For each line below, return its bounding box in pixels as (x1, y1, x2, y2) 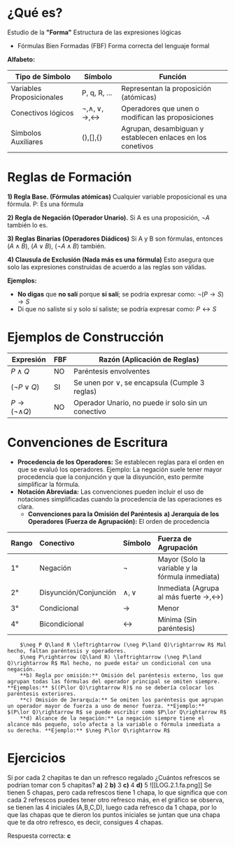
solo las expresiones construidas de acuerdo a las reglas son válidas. (7, 262, 207, 271)
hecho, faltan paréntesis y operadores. (7, 647, 127, 655)
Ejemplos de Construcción (7, 329, 164, 346)
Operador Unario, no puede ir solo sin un (73, 397, 208, 407)
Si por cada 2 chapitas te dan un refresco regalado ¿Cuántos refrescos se (7, 773, 220, 781)
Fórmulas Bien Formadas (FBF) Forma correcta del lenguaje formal (17, 41, 210, 50)
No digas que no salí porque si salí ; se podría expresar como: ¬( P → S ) (17, 290, 224, 298)
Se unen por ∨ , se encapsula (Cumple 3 (73, 378, 205, 387)
